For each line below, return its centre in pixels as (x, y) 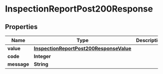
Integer (42, 56)
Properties (21, 27)
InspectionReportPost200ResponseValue (83, 48)
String (41, 64)
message (18, 64)
